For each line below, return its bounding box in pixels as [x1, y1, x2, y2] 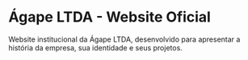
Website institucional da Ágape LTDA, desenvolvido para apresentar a [8, 34, 241, 44]
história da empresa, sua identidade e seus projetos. [8, 42, 183, 52]
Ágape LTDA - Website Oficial [8, 8, 212, 26]
